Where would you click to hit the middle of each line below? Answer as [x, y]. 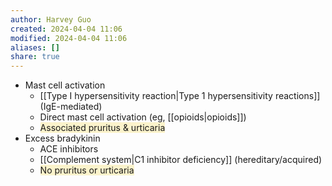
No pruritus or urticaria [87, 170]
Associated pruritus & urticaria [102, 128]
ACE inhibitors [69, 149]
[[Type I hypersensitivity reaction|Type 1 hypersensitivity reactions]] [180, 96]
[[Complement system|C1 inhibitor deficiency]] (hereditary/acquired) [181, 160]
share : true [35, 57]
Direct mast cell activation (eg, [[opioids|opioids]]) [143, 117]
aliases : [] [35, 47]
